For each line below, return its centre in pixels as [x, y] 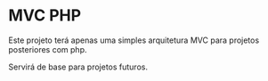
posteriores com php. [48, 49]
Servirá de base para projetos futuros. [78, 67]
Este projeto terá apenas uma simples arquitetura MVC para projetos [134, 40]
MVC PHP [45, 16]
